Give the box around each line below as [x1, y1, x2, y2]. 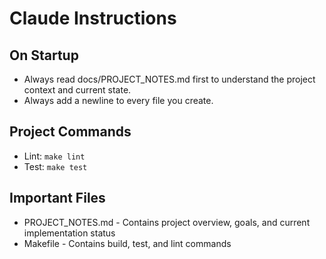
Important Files [9, 190, 106, 207]
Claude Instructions [9, 7, 177, 30]
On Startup [9, 47, 79, 64]
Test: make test [23, 160, 88, 172]
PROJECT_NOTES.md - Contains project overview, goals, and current [23, 216, 311, 228]
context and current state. [23, 84, 132, 96]
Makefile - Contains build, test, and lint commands [23, 237, 232, 249]
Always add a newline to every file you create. [23, 95, 214, 106]
